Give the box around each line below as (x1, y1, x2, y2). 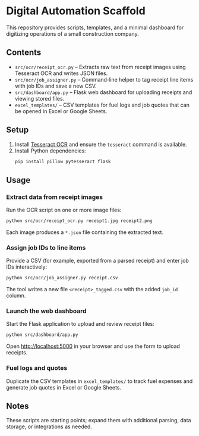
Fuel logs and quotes (6, 364, 68, 372)
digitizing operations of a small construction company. (6, 30, 139, 37)
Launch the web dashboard (6, 307, 87, 315)
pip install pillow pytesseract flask (14, 158, 111, 164)
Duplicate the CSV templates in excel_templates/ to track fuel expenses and (6, 377, 193, 385)
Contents (6, 48, 42, 58)
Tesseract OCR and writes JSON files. (14, 70, 108, 77)
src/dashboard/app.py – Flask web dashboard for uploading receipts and (14, 88, 192, 96)
